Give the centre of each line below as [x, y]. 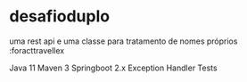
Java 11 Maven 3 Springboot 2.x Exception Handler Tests [113, 68]
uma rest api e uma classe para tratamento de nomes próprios [123, 41]
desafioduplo [59, 16]
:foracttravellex [37, 50]
